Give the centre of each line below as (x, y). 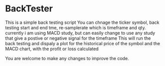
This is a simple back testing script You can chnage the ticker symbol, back (82, 22)
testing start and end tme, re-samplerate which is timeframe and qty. (76, 27)
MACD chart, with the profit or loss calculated (52, 49)
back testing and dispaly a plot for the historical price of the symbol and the (83, 43)
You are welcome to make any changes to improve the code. (67, 58)
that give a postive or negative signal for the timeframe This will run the (78, 38)
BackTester (29, 9)
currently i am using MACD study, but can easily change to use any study (80, 33)
